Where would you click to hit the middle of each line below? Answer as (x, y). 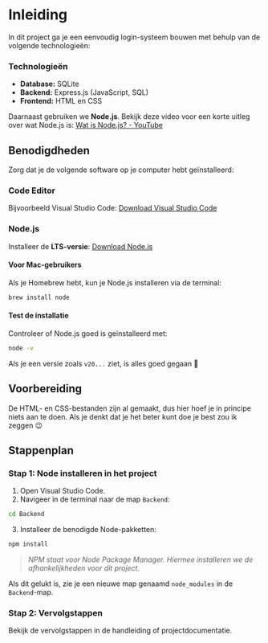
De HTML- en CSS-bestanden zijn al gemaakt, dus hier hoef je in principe (130, 408)
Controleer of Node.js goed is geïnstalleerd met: (88, 333)
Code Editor (32, 190)
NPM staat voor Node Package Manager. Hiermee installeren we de (140, 559)
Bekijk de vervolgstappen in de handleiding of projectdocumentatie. (120, 631)
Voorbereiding (45, 389)
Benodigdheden (49, 150)
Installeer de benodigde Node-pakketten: (88, 530)
